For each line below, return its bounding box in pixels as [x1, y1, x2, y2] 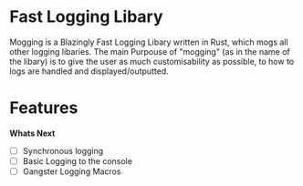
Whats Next [9, 128, 56, 139]
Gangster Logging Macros [22, 166, 121, 177]
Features [9, 98, 78, 119]
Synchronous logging [22, 145, 104, 156]
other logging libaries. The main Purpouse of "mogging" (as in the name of [9, 46, 290, 57]
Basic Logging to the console [22, 155, 132, 166]
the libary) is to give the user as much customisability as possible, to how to [9, 56, 295, 67]
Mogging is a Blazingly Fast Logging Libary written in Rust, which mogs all [9, 36, 289, 47]
